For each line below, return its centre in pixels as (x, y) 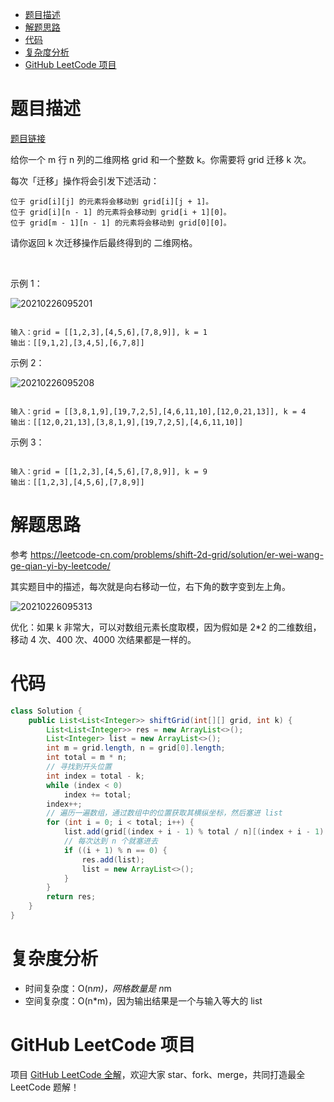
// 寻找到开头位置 (79, 767)
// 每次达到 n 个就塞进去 (110, 841)
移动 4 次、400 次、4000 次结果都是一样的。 (103, 639)
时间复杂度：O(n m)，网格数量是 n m (98, 988)
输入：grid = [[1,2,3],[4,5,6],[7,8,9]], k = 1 (109, 332)
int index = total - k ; (95, 776)
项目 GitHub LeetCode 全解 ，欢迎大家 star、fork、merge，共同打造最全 (158, 1074)
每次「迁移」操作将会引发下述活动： (85, 180)
